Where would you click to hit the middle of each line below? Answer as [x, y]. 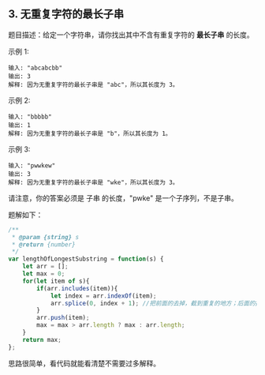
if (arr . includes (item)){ [77, 288]
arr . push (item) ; [63, 318]
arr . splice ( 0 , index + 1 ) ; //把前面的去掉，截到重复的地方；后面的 [153, 303]
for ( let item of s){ [56, 281]
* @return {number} [44, 244]
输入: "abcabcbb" [35, 68]
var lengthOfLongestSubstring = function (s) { [86, 259]
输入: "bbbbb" [30, 117]
